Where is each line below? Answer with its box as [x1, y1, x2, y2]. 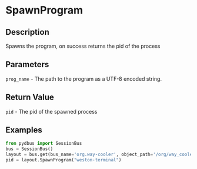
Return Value [5, 92, 54, 102]
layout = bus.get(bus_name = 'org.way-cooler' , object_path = [5, 151, 153, 158]
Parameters [5, 59, 49, 69]
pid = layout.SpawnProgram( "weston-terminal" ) [5, 157, 122, 163]
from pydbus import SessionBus [5, 141, 82, 147]
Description [5, 27, 49, 37]
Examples [5, 125, 42, 135]
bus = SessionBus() [5, 146, 54, 152]
